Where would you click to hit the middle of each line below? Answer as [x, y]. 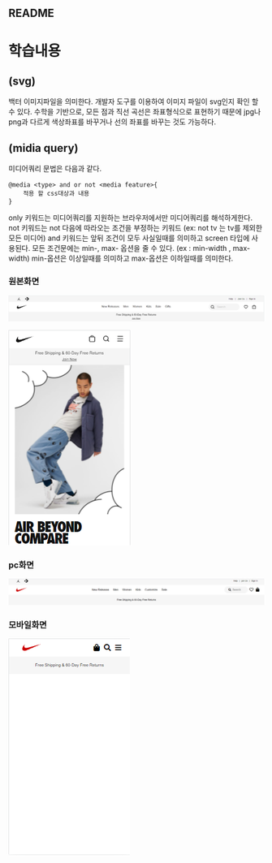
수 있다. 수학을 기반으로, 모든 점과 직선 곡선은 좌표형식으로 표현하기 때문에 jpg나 [135, 112]
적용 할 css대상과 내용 [56, 194]
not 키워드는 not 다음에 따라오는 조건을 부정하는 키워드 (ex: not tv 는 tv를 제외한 [135, 228]
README [31, 13]
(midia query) [43, 148]
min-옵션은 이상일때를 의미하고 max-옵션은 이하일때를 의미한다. [132, 258]
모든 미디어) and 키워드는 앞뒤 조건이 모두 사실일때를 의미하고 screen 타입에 [129, 238]
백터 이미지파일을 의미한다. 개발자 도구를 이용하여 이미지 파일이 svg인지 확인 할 [134, 101]
